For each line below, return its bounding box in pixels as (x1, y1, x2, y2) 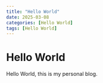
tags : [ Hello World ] (6, 25, 58, 31)
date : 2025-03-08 (6, 14, 49, 20)
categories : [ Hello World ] (6, 20, 73, 25)
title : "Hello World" (6, 8, 60, 15)
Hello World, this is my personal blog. (6, 71, 98, 78)
